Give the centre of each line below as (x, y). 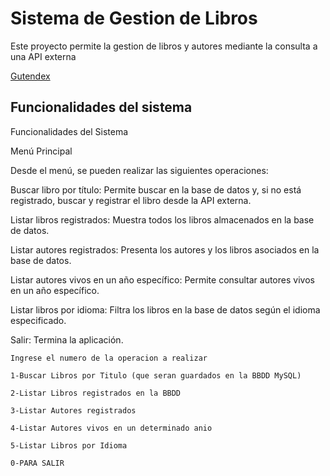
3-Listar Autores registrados (73, 410)
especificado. (38, 320)
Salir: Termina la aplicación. (67, 339)
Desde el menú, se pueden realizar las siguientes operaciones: (139, 170)
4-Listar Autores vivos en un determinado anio (111, 428)
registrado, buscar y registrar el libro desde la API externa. (131, 200)
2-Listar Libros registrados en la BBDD (96, 393)
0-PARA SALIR (37, 463)
